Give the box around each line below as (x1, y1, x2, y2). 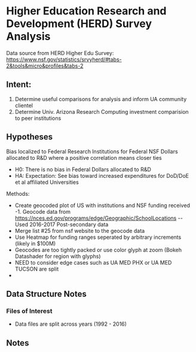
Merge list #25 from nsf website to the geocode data (14, 227, 145, 234)
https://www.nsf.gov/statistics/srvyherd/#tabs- (6, 56, 122, 63)
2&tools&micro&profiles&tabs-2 (6, 62, 84, 69)
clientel (14, 102, 33, 109)
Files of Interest (6, 307, 53, 315)
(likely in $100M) (14, 239, 56, 247)
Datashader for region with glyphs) (14, 253, 101, 260)
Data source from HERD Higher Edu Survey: (6, 49, 114, 56)
